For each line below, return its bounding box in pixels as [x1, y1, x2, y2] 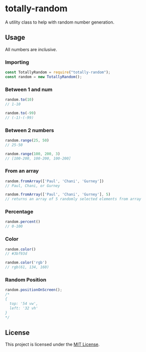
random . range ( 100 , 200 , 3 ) [5, 151, 60, 156]
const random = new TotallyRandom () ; [5, 74, 82, 79]
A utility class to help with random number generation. [5, 19, 115, 25]
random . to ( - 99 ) [5, 110, 36, 115]
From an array [5, 167, 39, 174]
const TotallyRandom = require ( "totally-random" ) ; [5, 70, 111, 75]
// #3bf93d [5, 251, 27, 256]
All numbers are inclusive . [5, 46, 57, 52]
